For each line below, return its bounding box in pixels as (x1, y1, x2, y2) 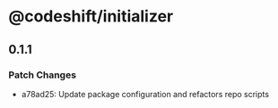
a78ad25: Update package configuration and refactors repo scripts (21, 88, 270, 99)
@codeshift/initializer (8, 6, 174, 27)
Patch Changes (8, 69, 77, 81)
